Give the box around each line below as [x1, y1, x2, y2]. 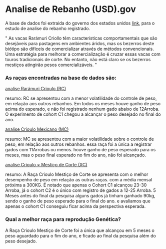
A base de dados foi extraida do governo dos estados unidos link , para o [5, 20, 155, 26]
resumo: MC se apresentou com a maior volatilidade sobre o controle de [5, 136, 154, 142]
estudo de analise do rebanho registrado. [5, 25, 90, 31]
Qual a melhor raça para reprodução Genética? [5, 216, 121, 223]
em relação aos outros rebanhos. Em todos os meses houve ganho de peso [5, 101, 161, 107]
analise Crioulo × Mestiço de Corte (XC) [5, 162, 87, 168]
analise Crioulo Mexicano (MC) [5, 126, 69, 132]
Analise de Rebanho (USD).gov [5, 4, 136, 15]
